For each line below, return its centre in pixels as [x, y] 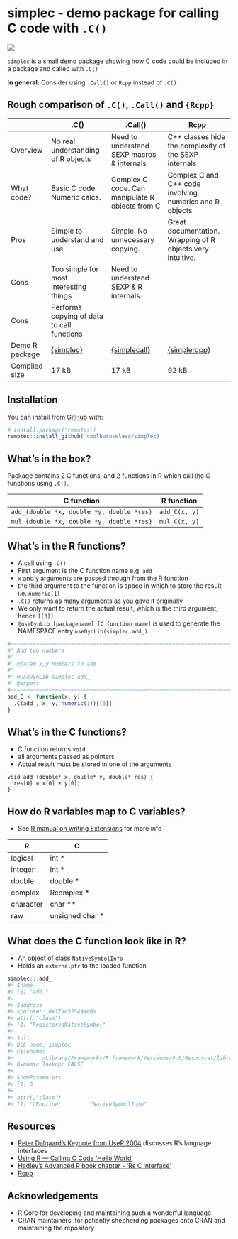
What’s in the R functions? [67, 546]
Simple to [67, 231]
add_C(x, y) [179, 512]
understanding [75, 150]
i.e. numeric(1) [39, 593]
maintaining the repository [56, 1228]
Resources [32, 1126]
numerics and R [193, 202]
